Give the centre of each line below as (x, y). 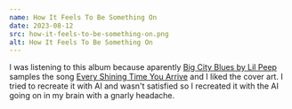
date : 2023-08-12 (41, 26)
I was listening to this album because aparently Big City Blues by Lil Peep (143, 67)
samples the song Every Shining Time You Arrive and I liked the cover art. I (146, 77)
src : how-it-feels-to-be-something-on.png (89, 34)
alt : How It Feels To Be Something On (81, 42)
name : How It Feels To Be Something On (83, 17)
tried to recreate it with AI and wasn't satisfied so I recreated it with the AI (144, 86)
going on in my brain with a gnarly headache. (92, 96)
